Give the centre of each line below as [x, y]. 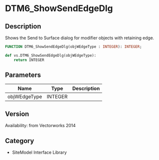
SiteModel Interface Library [39, 152]
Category [20, 141]
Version [17, 114]
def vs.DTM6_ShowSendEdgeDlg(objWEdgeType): [51, 55]
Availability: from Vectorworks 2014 [40, 126]
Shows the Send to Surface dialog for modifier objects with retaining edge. [79, 38]
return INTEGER [29, 60]
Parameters [23, 75]
